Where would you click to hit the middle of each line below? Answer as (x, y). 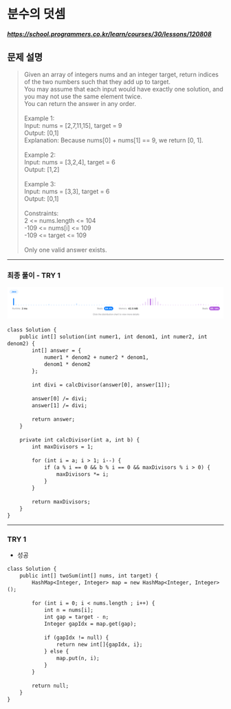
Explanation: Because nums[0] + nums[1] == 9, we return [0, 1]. (114, 140)
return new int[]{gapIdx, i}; (99, 645)
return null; (51, 686)
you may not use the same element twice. (83, 96)
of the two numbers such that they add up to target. (97, 81)
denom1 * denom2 (67, 364)
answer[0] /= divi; (60, 399)
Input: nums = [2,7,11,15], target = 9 (73, 125)
